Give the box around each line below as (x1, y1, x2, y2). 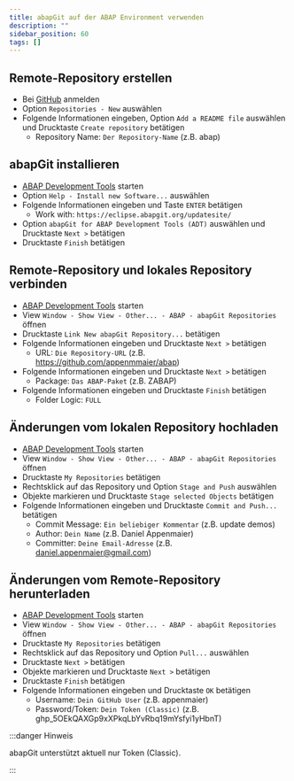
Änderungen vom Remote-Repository (9, 572, 221, 587)
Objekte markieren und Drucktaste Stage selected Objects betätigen (21, 491, 275, 501)
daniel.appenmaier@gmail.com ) (35, 546, 152, 558)
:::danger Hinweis (9, 731, 73, 741)
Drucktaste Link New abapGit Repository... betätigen (21, 329, 220, 339)
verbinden (9, 276, 68, 292)
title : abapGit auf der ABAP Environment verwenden (9, 12, 204, 22)
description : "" (9, 21, 69, 30)
